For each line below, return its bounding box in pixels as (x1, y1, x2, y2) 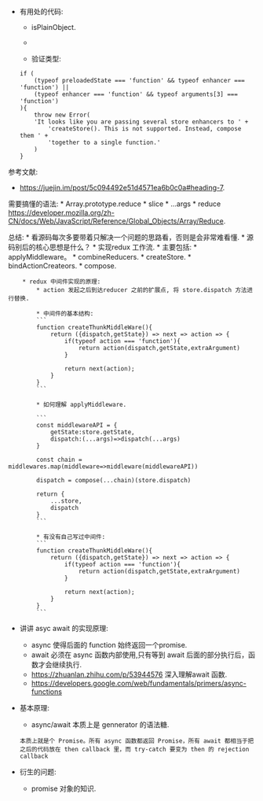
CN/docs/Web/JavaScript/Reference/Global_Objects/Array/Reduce (8, 216, 224, 226)
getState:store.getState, (49, 428, 135, 436)
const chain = (36, 456, 82, 463)
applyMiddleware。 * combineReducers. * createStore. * (8, 253, 192, 261)
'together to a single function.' (48, 138, 161, 146)
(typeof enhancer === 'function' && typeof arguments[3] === (34, 90, 238, 98)
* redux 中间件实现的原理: (22, 278, 101, 286)
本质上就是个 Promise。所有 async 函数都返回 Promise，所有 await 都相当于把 (19, 737, 254, 745)
